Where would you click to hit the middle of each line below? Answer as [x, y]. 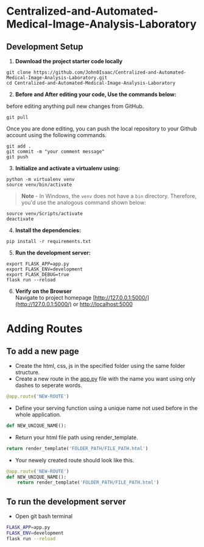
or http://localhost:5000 [103, 304]
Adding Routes [44, 329]
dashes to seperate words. [48, 385]
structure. [27, 372]
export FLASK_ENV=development [45, 269]
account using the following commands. [56, 135]
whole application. [38, 414]
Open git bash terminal [44, 517]
